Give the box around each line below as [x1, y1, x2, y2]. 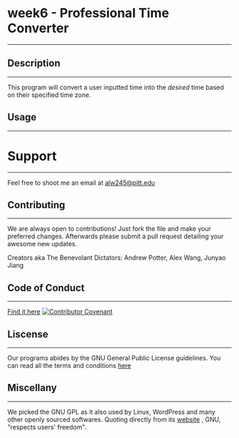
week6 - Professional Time [7, 5, 169, 21]
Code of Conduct [7, 282, 85, 294]
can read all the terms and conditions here [7, 361, 132, 370]
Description [7, 57, 60, 69]
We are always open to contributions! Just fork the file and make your [7, 225, 211, 233]
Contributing [7, 198, 65, 211]
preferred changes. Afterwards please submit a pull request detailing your [7, 232, 224, 240]
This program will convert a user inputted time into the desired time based [7, 83, 224, 91]
